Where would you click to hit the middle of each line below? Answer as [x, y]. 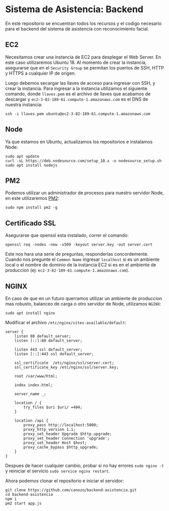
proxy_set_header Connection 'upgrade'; [67, 438]
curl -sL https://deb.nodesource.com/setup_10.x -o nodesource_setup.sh [83, 161]
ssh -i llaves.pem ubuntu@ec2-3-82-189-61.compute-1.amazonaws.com [78, 114]
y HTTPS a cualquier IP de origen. [40, 73]
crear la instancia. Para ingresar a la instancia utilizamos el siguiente [76, 88]
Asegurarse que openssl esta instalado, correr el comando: [67, 235]
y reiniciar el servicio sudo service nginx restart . [58, 471]
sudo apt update [22, 156]
